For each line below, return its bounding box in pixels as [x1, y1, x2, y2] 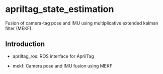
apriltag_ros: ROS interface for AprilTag [12, 53, 94, 59]
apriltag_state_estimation [5, 3, 114, 15]
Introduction [5, 40, 45, 48]
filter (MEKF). [5, 25, 33, 31]
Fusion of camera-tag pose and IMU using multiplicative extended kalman [5, 20, 158, 26]
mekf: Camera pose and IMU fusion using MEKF [12, 62, 112, 68]
